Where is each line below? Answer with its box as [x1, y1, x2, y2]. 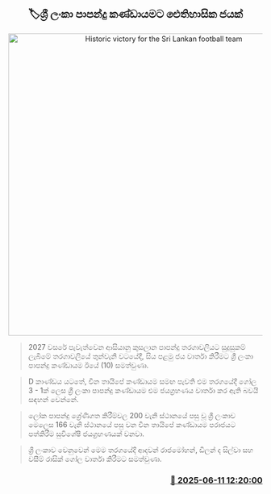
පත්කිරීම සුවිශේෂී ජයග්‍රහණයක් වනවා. [27, 429, 145, 438]
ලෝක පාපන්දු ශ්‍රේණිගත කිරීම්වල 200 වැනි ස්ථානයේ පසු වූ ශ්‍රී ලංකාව [27, 410, 236, 420]
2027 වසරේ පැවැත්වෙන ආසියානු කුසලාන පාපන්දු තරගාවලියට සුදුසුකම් [27, 342, 246, 351]
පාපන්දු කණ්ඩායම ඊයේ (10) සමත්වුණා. [27, 360, 149, 370]
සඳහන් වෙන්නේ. [27, 394, 79, 404]
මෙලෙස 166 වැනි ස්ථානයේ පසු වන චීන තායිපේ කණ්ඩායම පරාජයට [27, 419, 236, 430]
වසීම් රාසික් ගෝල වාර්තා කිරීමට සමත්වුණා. [27, 454, 162, 463]
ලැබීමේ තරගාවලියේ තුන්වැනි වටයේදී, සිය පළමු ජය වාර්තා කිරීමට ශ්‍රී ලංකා [27, 351, 254, 361]
